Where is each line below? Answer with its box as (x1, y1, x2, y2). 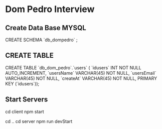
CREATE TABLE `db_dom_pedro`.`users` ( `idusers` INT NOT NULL (5, 64, 141, 71)
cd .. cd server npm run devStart (5, 118, 73, 124)
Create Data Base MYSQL (5, 24, 86, 32)
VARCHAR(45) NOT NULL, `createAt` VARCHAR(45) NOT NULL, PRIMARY (5, 75, 157, 81)
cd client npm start (5, 108, 44, 114)
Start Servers (5, 95, 48, 104)
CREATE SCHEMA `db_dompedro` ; (5, 37, 78, 43)
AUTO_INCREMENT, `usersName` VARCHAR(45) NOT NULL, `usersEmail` (5, 70, 156, 76)
